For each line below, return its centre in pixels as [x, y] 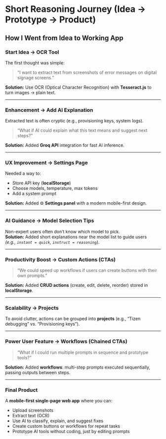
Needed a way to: [23, 173]
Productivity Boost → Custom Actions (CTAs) [61, 260]
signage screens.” [36, 77]
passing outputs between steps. [38, 372]
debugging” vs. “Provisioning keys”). [42, 324]
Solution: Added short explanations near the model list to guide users [76, 237]
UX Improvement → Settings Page [46, 163]
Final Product [21, 390]
